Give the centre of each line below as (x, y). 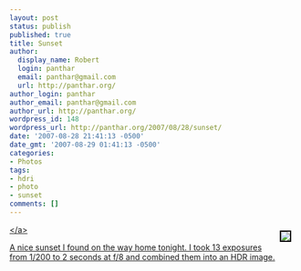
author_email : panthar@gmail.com (73, 102)
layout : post (34, 18)
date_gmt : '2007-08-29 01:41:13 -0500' (85, 145)
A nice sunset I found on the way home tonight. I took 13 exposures (136, 247)
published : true (40, 35)
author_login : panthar (52, 94)
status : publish (40, 26)
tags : (20, 170)
